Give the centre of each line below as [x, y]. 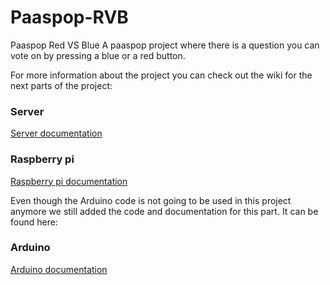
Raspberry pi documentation [69, 181]
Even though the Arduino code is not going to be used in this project [151, 200]
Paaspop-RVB [69, 17]
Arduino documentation [59, 269]
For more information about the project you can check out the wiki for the [161, 75]
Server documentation [56, 133]
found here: [34, 222]
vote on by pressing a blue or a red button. [98, 55]
